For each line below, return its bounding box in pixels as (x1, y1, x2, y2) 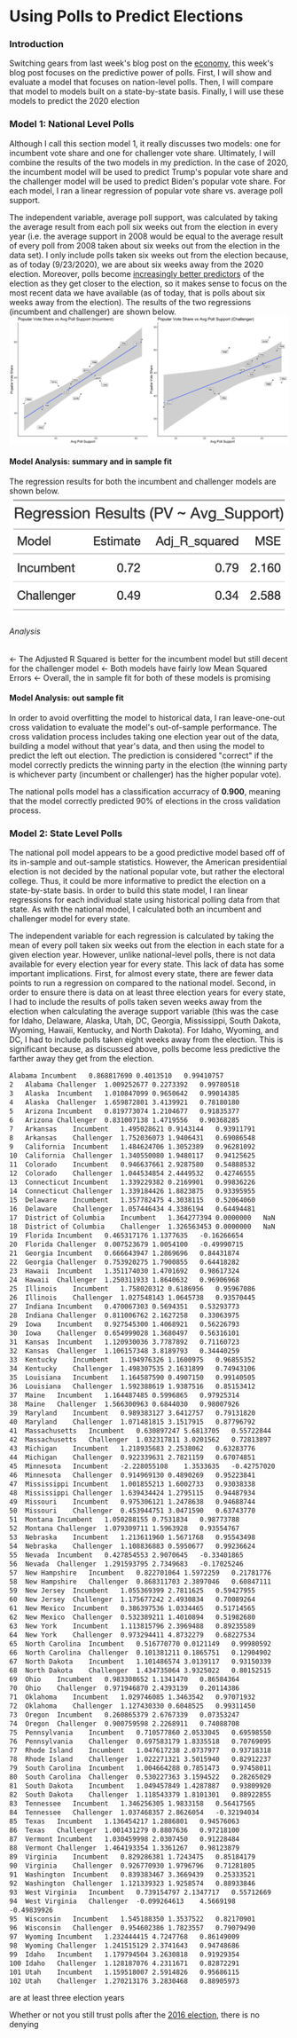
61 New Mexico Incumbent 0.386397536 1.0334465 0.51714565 (9, 1604, 255, 1613)
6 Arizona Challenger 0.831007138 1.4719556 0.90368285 (9, 1116, 240, 1125)
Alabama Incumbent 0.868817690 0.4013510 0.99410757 (9, 1071, 224, 1080)
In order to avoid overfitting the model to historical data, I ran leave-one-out (9, 712, 285, 723)
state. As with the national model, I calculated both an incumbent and (9, 904, 262, 915)
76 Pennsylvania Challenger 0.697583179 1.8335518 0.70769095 (9, 1737, 272, 1746)
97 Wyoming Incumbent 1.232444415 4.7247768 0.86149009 (9, 1932, 240, 1941)
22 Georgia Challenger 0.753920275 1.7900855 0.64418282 (9, 1258, 240, 1267)
